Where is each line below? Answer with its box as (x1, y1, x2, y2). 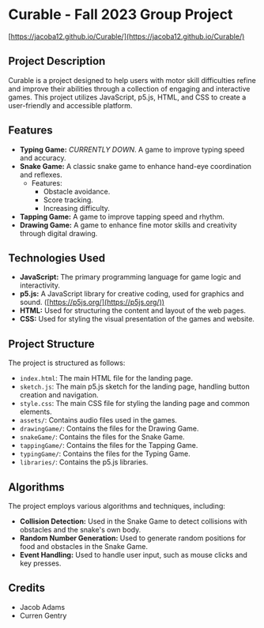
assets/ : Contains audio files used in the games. (19, 416, 178, 425)
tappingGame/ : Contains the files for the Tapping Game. (19, 441, 198, 450)
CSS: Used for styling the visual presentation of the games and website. (19, 314, 255, 324)
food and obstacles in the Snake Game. (19, 542, 149, 551)
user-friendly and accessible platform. (8, 100, 133, 110)
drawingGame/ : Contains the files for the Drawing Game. (19, 424, 199, 434)
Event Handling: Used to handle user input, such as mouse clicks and (19, 551, 247, 559)
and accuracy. (19, 152, 66, 163)
